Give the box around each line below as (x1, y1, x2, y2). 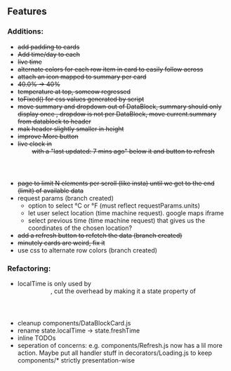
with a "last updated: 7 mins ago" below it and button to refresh (31, 147, 216, 155)
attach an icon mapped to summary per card (17, 72, 147, 81)
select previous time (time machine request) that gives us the (27, 216, 206, 224)
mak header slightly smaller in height (17, 124, 124, 133)
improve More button (17, 132, 79, 140)
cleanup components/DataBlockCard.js (17, 318, 131, 327)
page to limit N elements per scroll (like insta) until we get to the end (17, 179, 216, 187)
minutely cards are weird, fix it (17, 238, 105, 247)
